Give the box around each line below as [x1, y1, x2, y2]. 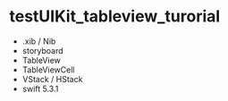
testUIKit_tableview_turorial [9, 6, 221, 27]
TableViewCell [21, 64, 75, 75]
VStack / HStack [21, 73, 83, 84]
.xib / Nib [21, 36, 56, 46]
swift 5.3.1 [21, 83, 59, 94]
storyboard [21, 45, 64, 55]
